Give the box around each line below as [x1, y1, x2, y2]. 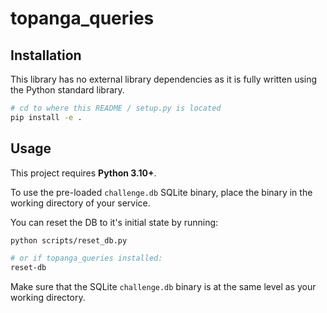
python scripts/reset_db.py [10, 235, 128, 246]
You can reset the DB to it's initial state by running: [10, 216, 219, 228]
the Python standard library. [10, 84, 125, 96]
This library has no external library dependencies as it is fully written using [10, 73, 318, 85]
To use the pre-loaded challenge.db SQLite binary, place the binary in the [10, 186, 313, 198]
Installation [10, 47, 82, 64]
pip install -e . [10, 112, 83, 122]
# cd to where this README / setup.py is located [10, 103, 222, 113]
